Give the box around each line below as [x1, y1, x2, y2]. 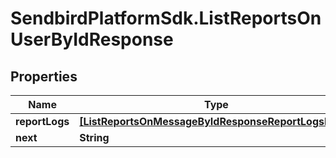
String [79, 131, 110, 144]
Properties [10, 68, 78, 85]
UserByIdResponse [10, 28, 174, 51]
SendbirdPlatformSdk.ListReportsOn [10, 7, 322, 30]
